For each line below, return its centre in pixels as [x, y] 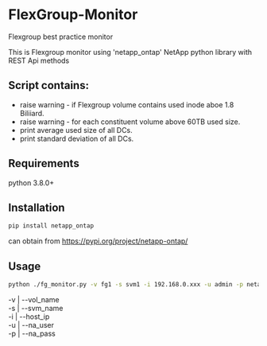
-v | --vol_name [34, 299]
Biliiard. [32, 113]
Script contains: [49, 86]
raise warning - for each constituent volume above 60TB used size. [130, 122]
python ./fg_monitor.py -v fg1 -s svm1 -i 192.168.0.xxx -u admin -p [126, 285]
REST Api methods [39, 60]
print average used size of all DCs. [76, 130]
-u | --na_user [31, 325]
